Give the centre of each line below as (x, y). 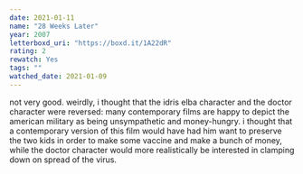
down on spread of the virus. (63, 160)
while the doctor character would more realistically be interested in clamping (152, 150)
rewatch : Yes (34, 60)
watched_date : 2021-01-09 (58, 77)
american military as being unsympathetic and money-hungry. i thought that (151, 121)
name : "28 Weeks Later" (54, 26)
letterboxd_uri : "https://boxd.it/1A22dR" (90, 43)
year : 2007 (30, 34)
